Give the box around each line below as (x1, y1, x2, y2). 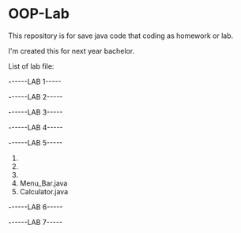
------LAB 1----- (8, 77, 62, 86)
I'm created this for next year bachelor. (8, 46, 135, 55)
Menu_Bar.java (19, 179, 68, 188)
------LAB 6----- (8, 202, 63, 212)
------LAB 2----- (8, 92, 63, 101)
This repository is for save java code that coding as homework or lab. (8, 31, 234, 40)
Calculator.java (19, 186, 69, 196)
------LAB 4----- (8, 122, 63, 132)
